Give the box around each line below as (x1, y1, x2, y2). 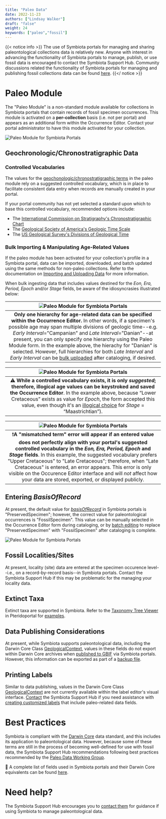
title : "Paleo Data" (5, 7, 48, 12)
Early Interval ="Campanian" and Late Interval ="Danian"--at (13, 329, 153, 336)
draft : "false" (5, 21, 37, 26)
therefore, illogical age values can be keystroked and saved (11, 383, 155, 390)
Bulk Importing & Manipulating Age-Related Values (5, 243, 129, 250)
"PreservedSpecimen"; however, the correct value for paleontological (5, 511, 147, 517)
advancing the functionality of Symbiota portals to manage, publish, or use (5, 55, 157, 60)
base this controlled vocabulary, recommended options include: (5, 206, 135, 212)
